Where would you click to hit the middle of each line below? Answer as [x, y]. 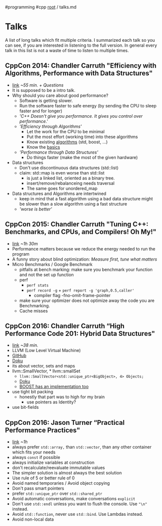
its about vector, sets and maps [44, 366]
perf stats [37, 285]
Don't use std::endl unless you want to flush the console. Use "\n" [80, 504]
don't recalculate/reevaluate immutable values [58, 468]
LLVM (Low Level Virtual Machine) [46, 351]
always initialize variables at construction [53, 463]
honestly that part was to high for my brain [62, 397]
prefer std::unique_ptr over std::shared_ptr [57, 493]
